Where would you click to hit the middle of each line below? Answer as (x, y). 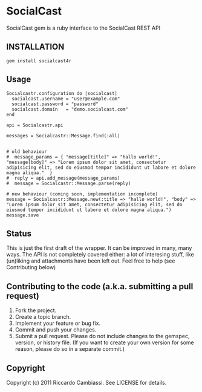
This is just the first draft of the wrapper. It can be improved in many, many (99, 248)
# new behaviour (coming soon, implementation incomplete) (82, 194)
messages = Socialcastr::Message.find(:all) (63, 136)
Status (19, 233)
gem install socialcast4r (39, 61)
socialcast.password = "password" (55, 104)
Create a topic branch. (43, 317)
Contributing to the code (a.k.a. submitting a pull (100, 286)
